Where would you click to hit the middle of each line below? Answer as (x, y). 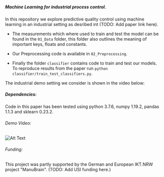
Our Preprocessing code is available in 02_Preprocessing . (70, 53)
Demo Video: (18, 123)
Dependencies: (21, 94)
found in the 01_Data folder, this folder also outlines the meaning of (79, 39)
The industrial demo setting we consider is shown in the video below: (75, 83)
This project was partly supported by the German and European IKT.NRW (79, 164)
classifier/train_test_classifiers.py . (52, 73)
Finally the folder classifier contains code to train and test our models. (84, 63)
